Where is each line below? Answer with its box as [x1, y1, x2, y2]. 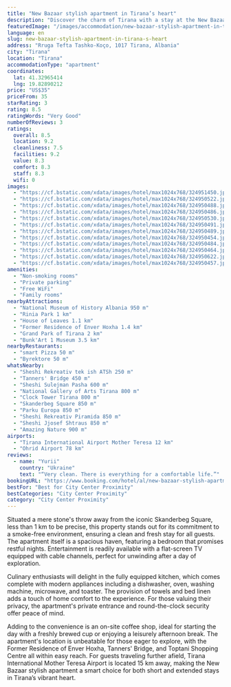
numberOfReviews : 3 [7, 118, 63, 126]
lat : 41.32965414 [13, 74, 63, 81]
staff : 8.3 [13, 170, 45, 177]
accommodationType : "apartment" [7, 61, 100, 68]
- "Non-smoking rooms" [13, 273, 78, 279]
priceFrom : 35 [7, 94, 48, 101]
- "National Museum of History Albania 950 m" [13, 304, 149, 312]
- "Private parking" [13, 279, 72, 286]
